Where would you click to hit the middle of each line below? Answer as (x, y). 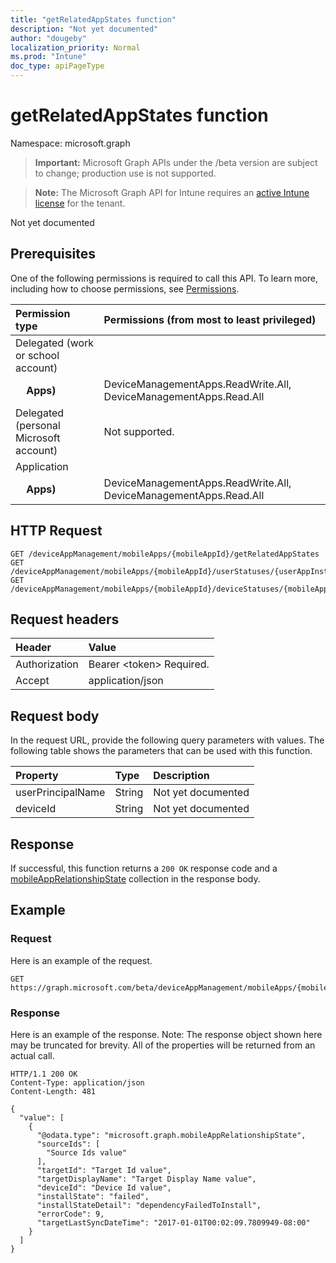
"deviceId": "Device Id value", (104, 1187)
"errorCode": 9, (70, 1214)
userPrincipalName (60, 793)
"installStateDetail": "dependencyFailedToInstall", (149, 1205)
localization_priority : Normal (75, 47)
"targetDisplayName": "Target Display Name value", (146, 1179)
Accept (32, 681)
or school (37, 355)
